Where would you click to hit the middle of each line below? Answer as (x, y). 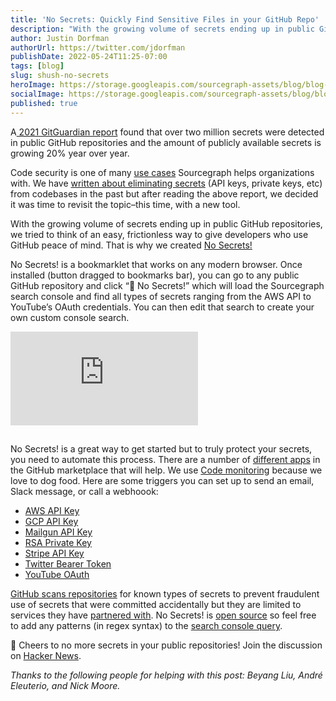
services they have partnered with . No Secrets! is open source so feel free (163, 615)
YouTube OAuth (57, 574)
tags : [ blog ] (37, 66)
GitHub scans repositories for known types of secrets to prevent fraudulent (165, 593)
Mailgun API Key (58, 532)
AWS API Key (52, 510)
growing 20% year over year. (70, 153)
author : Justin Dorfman (60, 38)
